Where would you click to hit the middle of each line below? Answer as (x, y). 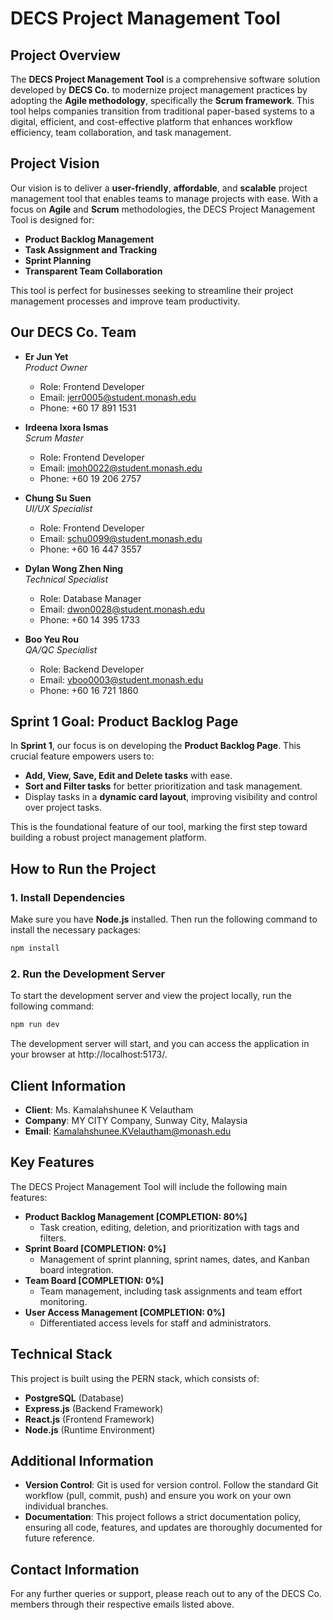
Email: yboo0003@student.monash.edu (121, 679)
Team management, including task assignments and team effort (171, 1291)
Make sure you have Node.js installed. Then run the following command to (164, 919)
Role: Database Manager (90, 598)
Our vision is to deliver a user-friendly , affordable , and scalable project (159, 188)
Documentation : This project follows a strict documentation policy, (163, 1517)
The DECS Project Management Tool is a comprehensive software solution (165, 79)
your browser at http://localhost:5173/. (89, 1054)
